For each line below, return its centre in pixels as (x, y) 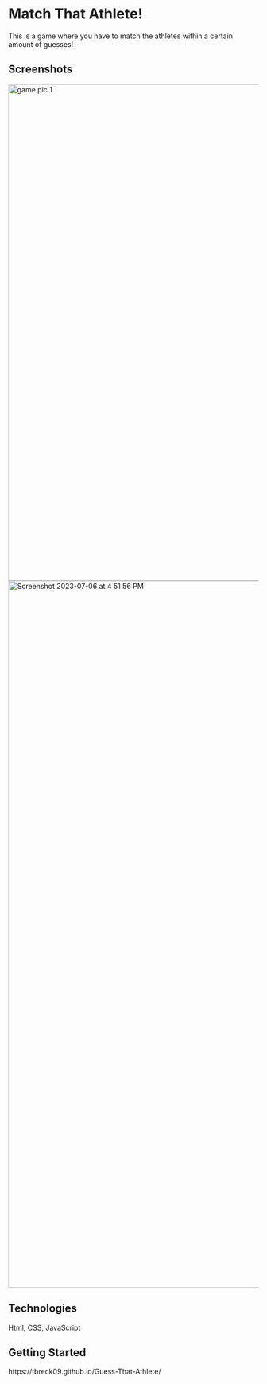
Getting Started (47, 1353)
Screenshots (41, 70)
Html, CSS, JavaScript (44, 1327)
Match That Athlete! (75, 14)
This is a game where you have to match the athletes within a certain (120, 36)
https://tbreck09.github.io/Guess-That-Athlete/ (85, 1372)
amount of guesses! (41, 44)
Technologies (43, 1309)
